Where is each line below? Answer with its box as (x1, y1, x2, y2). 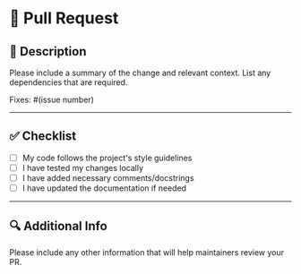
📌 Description (9, 44, 87, 59)
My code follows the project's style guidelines (21, 152, 193, 163)
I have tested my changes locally (21, 162, 144, 173)
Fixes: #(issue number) (9, 94, 94, 105)
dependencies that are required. (9, 77, 128, 88)
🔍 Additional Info (9, 218, 107, 234)
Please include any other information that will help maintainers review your (9, 246, 285, 258)
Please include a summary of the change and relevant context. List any (9, 67, 271, 78)
